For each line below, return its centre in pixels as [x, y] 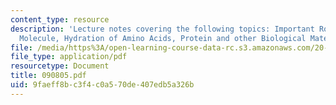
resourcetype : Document [60, 66]
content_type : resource [60, 19]
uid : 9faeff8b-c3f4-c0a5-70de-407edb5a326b [102, 85]
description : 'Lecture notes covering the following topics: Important [162, 29]
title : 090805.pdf [48, 76]
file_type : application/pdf [69, 57]
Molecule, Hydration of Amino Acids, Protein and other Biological [163, 38]
